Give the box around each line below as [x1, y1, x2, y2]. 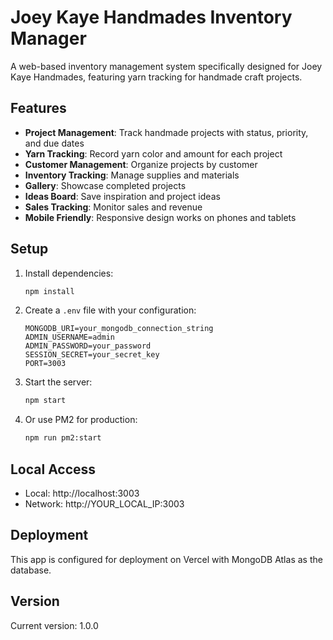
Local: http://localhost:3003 [24, 487, 140, 499]
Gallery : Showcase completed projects [24, 179, 187, 191]
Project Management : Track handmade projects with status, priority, [24, 126, 309, 138]
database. [10, 564, 52, 576]
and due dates [24, 137, 85, 149]
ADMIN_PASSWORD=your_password [24, 341, 152, 351]
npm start [24, 396, 67, 406]
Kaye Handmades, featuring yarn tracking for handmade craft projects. [10, 71, 303, 83]
